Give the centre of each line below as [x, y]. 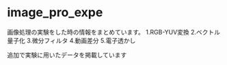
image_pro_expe [55, 13]
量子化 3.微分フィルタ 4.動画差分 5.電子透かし [71, 40]
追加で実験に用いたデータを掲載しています [67, 55]
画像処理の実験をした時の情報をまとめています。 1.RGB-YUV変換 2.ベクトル [114, 32]
